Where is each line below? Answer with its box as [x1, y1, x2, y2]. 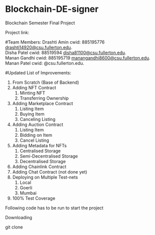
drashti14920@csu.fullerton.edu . [5, 44, 73, 50]
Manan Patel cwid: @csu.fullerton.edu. [5, 60, 84, 66]
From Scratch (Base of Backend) [12, 79, 79, 85]
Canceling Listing [19, 116, 56, 122]
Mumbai [19, 190, 37, 196]
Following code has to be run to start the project [5, 205, 104, 211]
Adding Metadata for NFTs [12, 142, 67, 148]
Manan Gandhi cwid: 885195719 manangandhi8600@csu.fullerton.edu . [5, 55, 151, 60]
